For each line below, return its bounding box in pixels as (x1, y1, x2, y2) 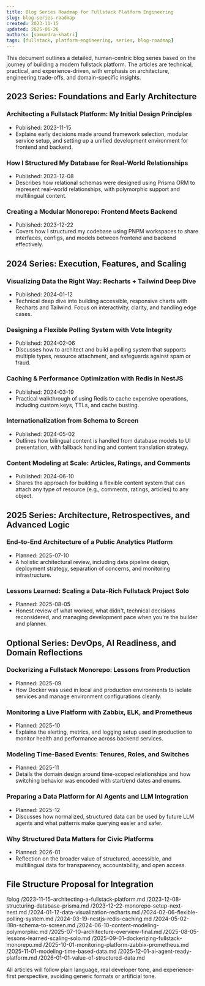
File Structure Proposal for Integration (6, 879, 154, 890)
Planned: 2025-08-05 (15, 601, 70, 608)
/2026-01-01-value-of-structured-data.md (38, 954, 145, 962)
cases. (15, 310, 32, 317)
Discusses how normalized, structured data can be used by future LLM (15, 813, 195, 820)
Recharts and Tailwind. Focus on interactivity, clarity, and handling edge (15, 304, 197, 311)
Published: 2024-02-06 (15, 339, 75, 347)
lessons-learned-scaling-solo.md (6, 935, 91, 942)
